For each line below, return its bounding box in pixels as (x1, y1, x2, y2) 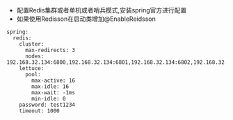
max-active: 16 (31, 77, 76, 84)
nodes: (24, 53, 45, 60)
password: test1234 (19, 101, 76, 108)
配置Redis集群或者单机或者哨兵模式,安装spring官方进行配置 (16, 6, 187, 14)
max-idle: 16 (31, 83, 70, 90)
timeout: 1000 (19, 108, 60, 114)
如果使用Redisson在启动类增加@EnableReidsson (16, 15, 156, 23)
